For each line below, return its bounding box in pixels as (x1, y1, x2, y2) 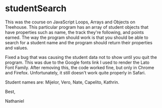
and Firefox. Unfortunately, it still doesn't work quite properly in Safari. (5, 70, 146, 75)
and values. (5, 45, 28, 51)
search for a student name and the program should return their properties (5, 39, 153, 45)
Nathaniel (5, 98, 24, 104)
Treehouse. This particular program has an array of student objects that (5, 24, 149, 30)
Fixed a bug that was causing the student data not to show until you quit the (5, 54, 157, 60)
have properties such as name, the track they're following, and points (5, 29, 144, 35)
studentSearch (5, 3, 67, 14)
